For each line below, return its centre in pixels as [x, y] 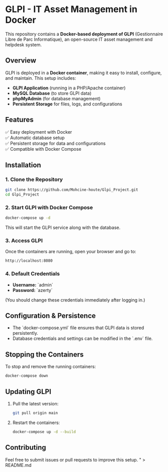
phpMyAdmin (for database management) [56, 98]
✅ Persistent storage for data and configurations [55, 143]
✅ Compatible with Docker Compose [43, 149]
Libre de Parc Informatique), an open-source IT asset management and [79, 39]
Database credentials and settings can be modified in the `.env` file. [82, 338]
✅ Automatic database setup [35, 138]
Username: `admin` [33, 285]
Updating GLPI [28, 392]
